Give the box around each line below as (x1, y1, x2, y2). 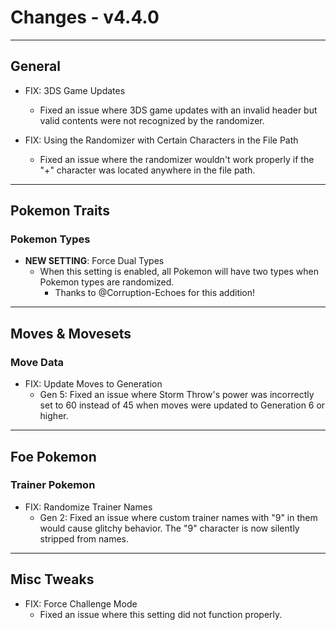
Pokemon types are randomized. (39, 276, 175, 288)
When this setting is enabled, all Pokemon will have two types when (39, 266, 319, 278)
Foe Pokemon (10, 448, 97, 465)
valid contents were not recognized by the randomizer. (39, 114, 265, 126)
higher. (39, 410, 69, 422)
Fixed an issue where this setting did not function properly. (39, 608, 283, 620)
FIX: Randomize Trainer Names (24, 501, 153, 513)
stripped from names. (39, 532, 129, 545)
